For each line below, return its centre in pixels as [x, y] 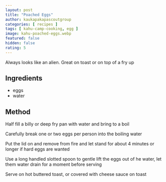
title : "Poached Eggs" [29, 15]
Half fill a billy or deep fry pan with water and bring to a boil [67, 124]
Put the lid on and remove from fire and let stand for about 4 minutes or [80, 144]
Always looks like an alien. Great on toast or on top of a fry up [70, 62]
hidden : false [20, 43]
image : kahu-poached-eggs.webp [38, 34]
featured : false [22, 39]
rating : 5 [16, 48]
